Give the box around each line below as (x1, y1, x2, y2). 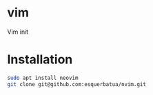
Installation (7, 52, 73, 67)
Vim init (7, 28, 29, 36)
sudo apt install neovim (7, 74, 79, 81)
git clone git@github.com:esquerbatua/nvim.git (7, 81, 147, 87)
